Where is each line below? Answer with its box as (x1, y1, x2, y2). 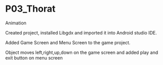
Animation (5, 20, 27, 26)
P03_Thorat (5, 3, 56, 15)
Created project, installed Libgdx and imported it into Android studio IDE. (5, 29, 157, 36)
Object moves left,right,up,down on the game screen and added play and (5, 49, 158, 55)
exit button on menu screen (5, 54, 63, 61)
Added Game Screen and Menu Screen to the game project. (5, 39, 131, 46)
